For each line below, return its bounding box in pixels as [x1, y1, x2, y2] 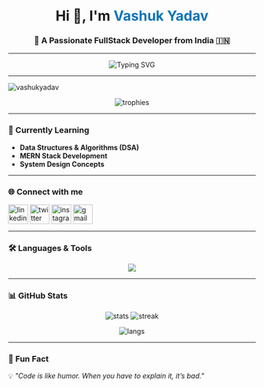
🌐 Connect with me [8, 186, 83, 197]
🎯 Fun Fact [8, 353, 49, 364]
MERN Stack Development [19, 150, 108, 160]
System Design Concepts [19, 159, 104, 169]
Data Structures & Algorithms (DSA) [19, 143, 140, 152]
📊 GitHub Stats [8, 290, 68, 301]
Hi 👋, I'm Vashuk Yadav [55, 7, 209, 25]
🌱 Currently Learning [8, 125, 90, 136]
